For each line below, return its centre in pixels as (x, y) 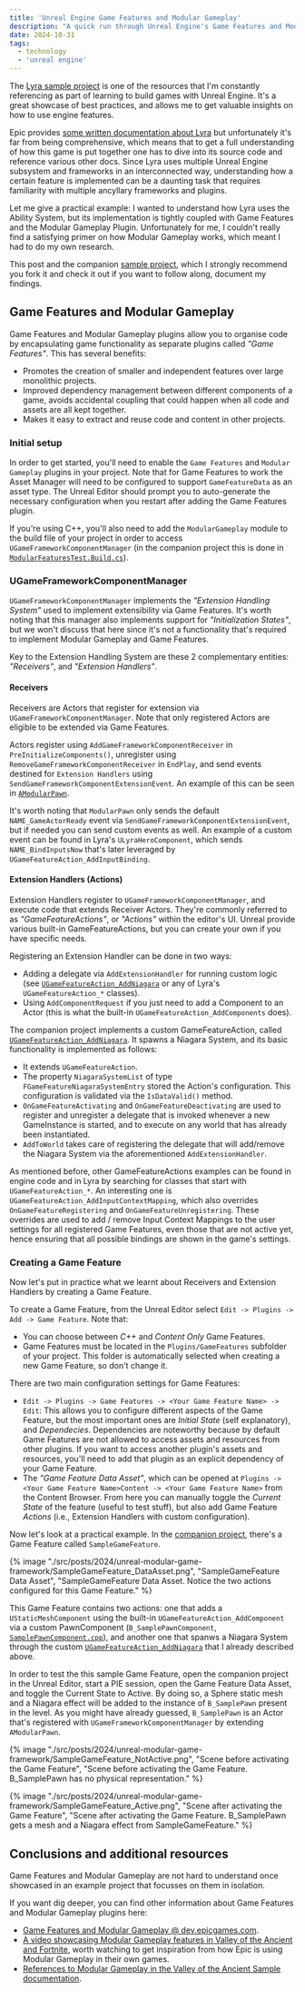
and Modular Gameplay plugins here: (79, 1912)
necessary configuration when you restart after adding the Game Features (148, 502)
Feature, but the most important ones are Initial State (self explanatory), (156, 1420)
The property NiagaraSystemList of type (97, 1076)
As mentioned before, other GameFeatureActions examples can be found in (151, 1171)
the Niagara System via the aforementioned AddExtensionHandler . (145, 1153)
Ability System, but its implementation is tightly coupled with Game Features (152, 218)
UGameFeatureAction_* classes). (81, 992)
